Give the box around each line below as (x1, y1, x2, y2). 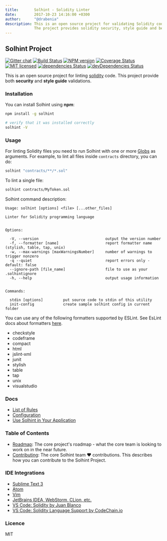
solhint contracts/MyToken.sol (5, 187, 70, 192)
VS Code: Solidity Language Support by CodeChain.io (12, 507, 123, 513)
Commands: (5, 288, 26, 293)
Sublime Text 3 (12, 481, 43, 487)
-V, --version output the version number (9, 236, 162, 241)
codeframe (12, 335, 35, 341)
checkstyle (12, 330, 35, 336)
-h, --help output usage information (9, 275, 159, 280)
